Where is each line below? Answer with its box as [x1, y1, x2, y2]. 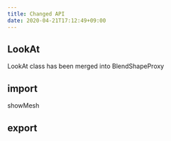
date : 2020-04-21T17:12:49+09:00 [7, 17, 106, 24]
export [7, 122, 38, 134]
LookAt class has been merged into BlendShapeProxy [7, 62, 165, 71]
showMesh [7, 101, 40, 110]
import [7, 82, 38, 94]
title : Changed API [7, 10, 65, 18]
